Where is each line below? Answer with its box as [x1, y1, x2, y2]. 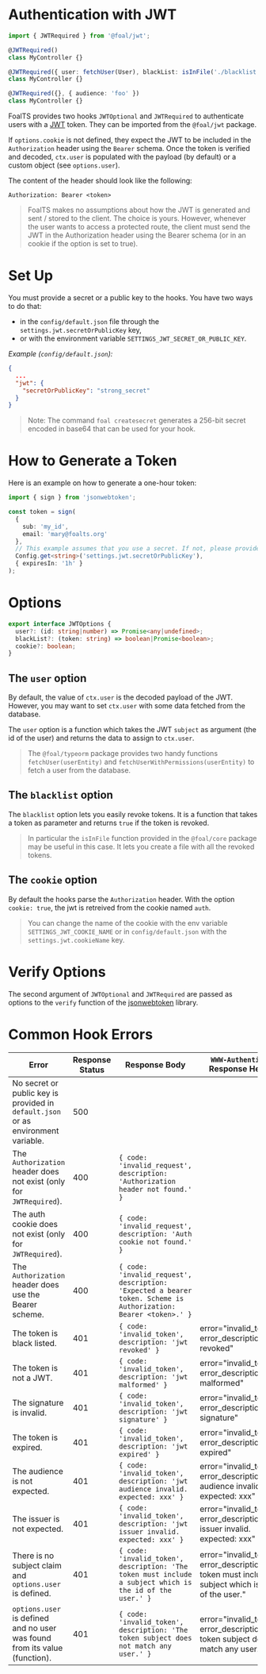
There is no [12, 1550, 55, 1561]
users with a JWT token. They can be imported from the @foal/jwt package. [8, 120, 257, 129]
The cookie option [8, 874, 97, 887]
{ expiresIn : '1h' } [15, 560, 83, 568]
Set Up [8, 267, 54, 285]
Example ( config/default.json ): [8, 349, 113, 358]
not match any [118, 1641, 172, 1650]
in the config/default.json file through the [19, 317, 160, 326]
